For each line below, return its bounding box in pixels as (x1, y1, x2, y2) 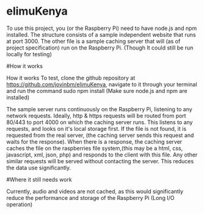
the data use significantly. (6, 164, 71, 171)
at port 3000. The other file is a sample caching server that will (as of (6, 37, 181, 45)
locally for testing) (6, 50, 52, 57)
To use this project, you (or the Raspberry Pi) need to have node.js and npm (6, 24, 197, 32)
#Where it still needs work (6, 175, 72, 183)
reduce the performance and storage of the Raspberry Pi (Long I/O (6, 194, 175, 201)
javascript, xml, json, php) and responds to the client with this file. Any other (6, 151, 198, 158)
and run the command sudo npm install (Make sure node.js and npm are (6, 87, 188, 94)
